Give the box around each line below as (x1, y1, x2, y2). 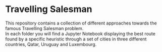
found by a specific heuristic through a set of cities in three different (5, 36, 147, 42)
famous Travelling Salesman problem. (5, 25, 84, 31)
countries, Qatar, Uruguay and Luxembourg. (5, 41, 97, 47)
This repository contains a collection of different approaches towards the (5, 20, 157, 26)
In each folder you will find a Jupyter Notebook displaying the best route (5, 30, 155, 36)
